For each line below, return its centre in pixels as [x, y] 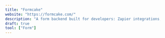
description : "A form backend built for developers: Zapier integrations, [83, 19]
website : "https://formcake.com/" [41, 14]
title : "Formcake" [24, 10]
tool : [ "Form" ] [21, 28]
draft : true [17, 23]
